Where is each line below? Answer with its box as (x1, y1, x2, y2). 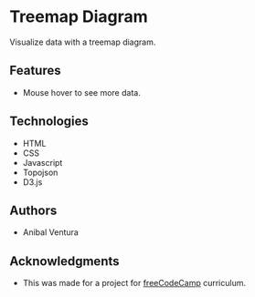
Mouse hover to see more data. (22, 87, 142, 97)
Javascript (22, 157, 63, 168)
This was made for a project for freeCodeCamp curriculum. (22, 278, 247, 289)
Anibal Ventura (22, 227, 80, 238)
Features (9, 63, 61, 78)
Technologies (9, 114, 90, 129)
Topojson (22, 167, 58, 178)
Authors (9, 202, 58, 218)
